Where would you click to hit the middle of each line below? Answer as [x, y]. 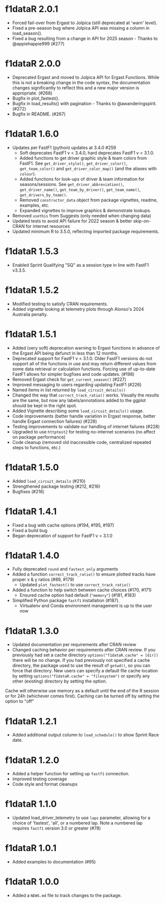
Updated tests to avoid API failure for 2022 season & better [72, 221]
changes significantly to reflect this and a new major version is [76, 88]
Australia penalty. [30, 314]
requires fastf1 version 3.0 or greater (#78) [56, 828]
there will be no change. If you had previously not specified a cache [81, 660]
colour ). [28, 174]
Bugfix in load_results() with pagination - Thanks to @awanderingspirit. [84, 103]
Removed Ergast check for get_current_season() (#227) [69, 379]
